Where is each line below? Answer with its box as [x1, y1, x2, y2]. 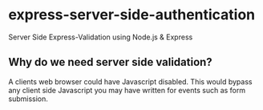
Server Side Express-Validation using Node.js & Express [8, 32, 193, 42]
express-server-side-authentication [8, 6, 256, 24]
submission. [8, 94, 48, 104]
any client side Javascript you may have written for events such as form [8, 85, 246, 95]
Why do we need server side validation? [8, 55, 212, 69]
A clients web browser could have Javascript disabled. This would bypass [8, 76, 253, 86]
